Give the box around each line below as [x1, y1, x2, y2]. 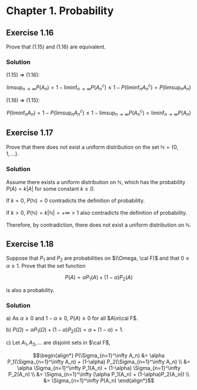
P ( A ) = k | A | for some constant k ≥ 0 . [6, 185, 95, 192]
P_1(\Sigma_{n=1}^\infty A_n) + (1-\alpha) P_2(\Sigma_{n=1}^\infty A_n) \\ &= [7, 358, 191, 365]
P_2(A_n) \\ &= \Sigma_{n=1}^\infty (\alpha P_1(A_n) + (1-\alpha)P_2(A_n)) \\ [8, 371, 190, 378]
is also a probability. [6, 286, 55, 293]
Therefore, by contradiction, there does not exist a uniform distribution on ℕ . [6, 221, 191, 228]
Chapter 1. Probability [6, 4, 114, 18]
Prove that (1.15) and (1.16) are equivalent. [6, 43, 106, 50]
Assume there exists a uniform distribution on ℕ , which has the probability [6, 179, 186, 186]
